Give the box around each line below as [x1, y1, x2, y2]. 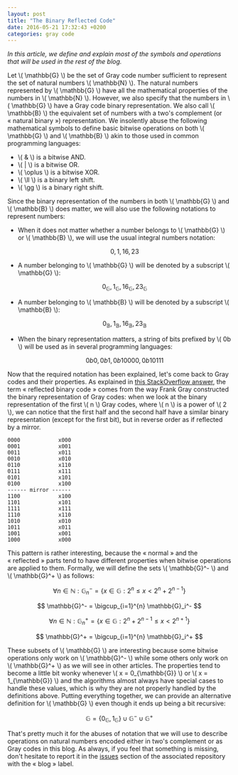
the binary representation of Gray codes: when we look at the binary [7, 392, 207, 401]
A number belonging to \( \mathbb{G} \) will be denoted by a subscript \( [17, 261, 230, 270]
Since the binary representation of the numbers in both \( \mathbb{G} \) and [7, 197, 229, 206]
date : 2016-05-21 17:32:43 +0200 [7, 23, 107, 31]
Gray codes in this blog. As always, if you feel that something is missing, [7, 744, 219, 753]
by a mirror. [7, 423, 41, 431]
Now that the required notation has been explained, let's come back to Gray [7, 369, 229, 378]
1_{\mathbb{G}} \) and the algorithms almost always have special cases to [7, 676, 224, 685]
